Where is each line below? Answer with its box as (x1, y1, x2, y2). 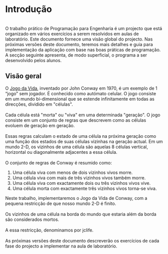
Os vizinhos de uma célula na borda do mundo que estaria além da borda (5, 211, 156, 217)
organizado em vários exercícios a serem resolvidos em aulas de (5, 31, 139, 37)
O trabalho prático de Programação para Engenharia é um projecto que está (5, 25, 162, 31)
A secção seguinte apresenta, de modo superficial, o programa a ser (5, 52, 147, 58)
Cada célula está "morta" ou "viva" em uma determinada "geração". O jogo (5, 112, 160, 118)
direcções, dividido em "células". (5, 101, 73, 107)
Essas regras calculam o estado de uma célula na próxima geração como (5, 133, 156, 139)
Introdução (5, 4, 52, 15)
